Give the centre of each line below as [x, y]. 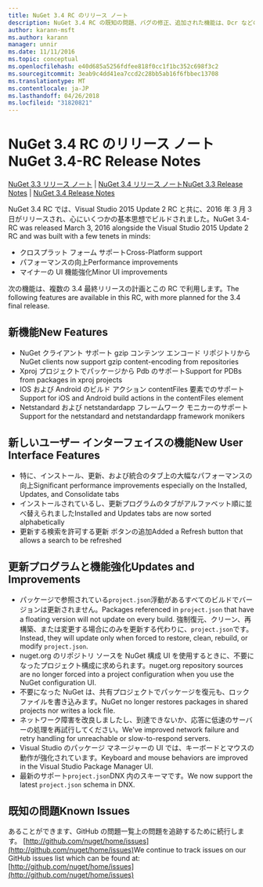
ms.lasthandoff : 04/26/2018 [54, 96]
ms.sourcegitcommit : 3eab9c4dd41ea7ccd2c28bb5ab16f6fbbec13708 [113, 74]
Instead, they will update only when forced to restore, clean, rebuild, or [133, 637]
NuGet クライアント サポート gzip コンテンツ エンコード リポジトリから [135, 352]
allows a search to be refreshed [70, 540]
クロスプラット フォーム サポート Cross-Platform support [111, 253]
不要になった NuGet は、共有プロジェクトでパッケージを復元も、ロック [134, 692]
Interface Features [54, 456]
